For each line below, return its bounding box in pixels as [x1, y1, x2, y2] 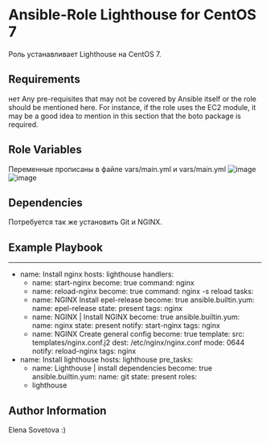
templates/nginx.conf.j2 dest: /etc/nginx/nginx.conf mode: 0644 [31, 338, 245, 347]
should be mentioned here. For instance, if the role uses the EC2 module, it [8, 102, 256, 112]
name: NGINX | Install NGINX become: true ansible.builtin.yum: [31, 312, 240, 322]
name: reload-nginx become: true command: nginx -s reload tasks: [31, 287, 254, 297]
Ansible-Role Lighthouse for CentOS [8, 6, 257, 24]
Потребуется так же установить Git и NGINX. [8, 217, 163, 227]
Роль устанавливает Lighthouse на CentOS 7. [8, 49, 162, 59]
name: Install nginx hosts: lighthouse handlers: [19, 269, 174, 279]
